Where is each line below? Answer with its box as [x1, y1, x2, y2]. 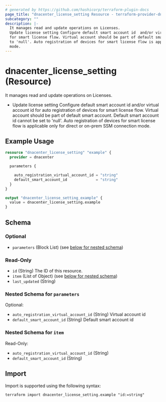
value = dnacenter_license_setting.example [9, 200, 100, 205]
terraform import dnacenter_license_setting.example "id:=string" [5, 392, 145, 397]
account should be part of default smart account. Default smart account [12, 112, 159, 118]
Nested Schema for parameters [5, 291, 80, 298]
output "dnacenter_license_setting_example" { [5, 195, 103, 200]
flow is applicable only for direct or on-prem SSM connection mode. [12, 123, 151, 129]
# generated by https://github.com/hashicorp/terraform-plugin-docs [5, 7, 149, 12]
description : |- [5, 21, 39, 26]
